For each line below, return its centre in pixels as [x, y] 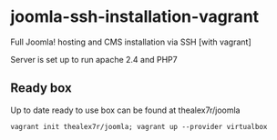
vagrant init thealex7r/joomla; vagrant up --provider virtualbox [139, 126]
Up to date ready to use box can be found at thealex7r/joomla [125, 110]
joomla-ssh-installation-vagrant [135, 17]
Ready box [41, 88]
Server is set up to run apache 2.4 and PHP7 [94, 59]
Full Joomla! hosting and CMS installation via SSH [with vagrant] [131, 42]
